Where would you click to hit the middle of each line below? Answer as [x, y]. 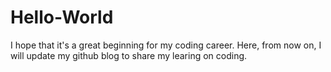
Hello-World [62, 17]
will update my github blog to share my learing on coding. [129, 55]
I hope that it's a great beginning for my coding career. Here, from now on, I [166, 45]
